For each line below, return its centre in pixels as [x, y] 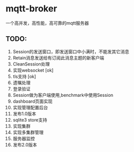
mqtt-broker [32, 9]
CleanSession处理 [31, 64]
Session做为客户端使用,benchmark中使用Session [63, 95]
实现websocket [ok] [33, 70]
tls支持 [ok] [24, 76]
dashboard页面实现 [33, 101]
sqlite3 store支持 [30, 120]
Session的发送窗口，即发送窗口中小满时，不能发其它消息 [71, 51]
